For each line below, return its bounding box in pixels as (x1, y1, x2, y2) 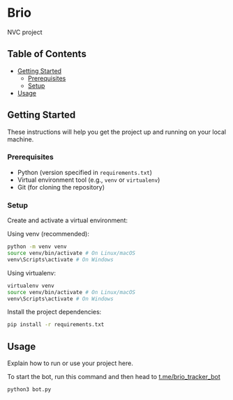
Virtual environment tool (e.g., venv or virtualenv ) (17, 176, 160, 184)
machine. (7, 134, 34, 144)
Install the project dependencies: (7, 308, 102, 316)
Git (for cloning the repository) (17, 183, 105, 191)
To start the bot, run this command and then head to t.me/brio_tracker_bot (7, 373, 221, 381)
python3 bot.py (7, 386, 52, 393)
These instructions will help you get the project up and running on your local (7, 128, 227, 136)
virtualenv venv (7, 282, 54, 289)
